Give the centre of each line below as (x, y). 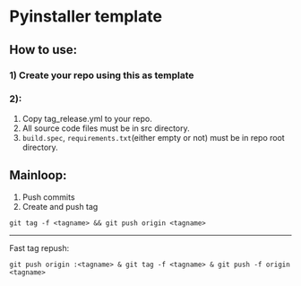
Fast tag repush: (39, 247)
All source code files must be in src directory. (106, 128)
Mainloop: (38, 175)
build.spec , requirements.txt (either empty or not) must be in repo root (153, 137)
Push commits (48, 197)
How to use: (43, 50)
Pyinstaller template (86, 17)
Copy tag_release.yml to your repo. (87, 118)
